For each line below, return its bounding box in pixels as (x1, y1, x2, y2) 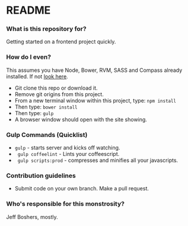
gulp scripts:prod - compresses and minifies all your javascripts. (17, 157, 179, 164)
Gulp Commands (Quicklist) (6, 130, 88, 139)
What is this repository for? (6, 25, 87, 33)
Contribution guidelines (6, 171, 76, 180)
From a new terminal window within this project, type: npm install (14, 97, 177, 104)
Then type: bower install (14, 103, 78, 110)
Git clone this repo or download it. (14, 84, 98, 91)
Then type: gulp (14, 109, 54, 116)
